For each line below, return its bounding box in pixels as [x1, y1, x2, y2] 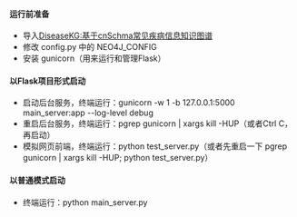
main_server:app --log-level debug [22, 107, 154, 118]
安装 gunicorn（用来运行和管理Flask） [22, 53, 166, 64]
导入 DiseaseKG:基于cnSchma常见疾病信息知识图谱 [22, 30, 213, 41]
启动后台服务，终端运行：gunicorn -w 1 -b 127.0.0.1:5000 [22, 97, 235, 108]
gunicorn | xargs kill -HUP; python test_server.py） [22, 153, 213, 163]
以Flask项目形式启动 [9, 75, 86, 86]
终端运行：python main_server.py [22, 196, 148, 208]
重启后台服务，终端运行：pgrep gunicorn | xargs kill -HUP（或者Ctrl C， [22, 118, 293, 129]
